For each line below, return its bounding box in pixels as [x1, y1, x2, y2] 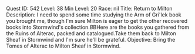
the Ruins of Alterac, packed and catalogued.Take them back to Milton [6, 30, 176, 37]
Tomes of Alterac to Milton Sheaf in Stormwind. [6, 42, 121, 49]
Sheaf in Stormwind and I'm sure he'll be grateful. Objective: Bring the [6, 36, 176, 43]
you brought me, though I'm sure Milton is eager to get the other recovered [6, 18, 188, 24]
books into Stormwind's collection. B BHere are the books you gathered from [6, 23, 190, 31]
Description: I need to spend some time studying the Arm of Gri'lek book [6, 11, 182, 18]
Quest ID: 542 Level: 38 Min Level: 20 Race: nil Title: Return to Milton [6, 5, 173, 12]
